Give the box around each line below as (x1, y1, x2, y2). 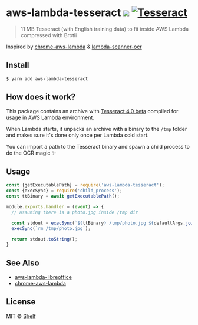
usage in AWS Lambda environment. (6, 114, 94, 121)
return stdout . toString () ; (11, 236, 78, 242)
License (6, 297, 36, 307)
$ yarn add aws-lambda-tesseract (6, 75, 88, 82)
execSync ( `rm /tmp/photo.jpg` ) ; (11, 225, 91, 231)
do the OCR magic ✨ (6, 149, 57, 156)
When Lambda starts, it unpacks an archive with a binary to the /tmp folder (6, 125, 187, 132)
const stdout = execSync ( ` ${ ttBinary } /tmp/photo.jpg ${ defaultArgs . (11, 220, 186, 226)
